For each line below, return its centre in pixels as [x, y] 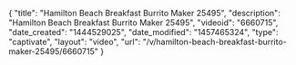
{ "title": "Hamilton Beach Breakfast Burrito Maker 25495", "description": [145, 13]
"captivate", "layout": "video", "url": [75, 42]
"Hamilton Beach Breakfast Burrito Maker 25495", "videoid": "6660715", [143, 23]
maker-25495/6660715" [54, 51]
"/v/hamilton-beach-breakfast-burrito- [215, 42]
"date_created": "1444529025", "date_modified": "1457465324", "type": [143, 32]
